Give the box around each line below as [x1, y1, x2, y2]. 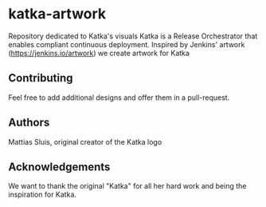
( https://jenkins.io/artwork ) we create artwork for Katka [8, 48, 190, 58]
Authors [8, 116, 50, 129]
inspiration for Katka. [8, 189, 77, 200]
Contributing [8, 71, 73, 85]
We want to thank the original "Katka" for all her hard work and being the [8, 181, 247, 191]
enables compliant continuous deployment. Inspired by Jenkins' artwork [8, 39, 245, 49]
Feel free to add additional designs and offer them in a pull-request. [8, 93, 230, 102]
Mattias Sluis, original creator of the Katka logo [8, 137, 162, 146]
